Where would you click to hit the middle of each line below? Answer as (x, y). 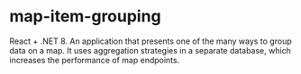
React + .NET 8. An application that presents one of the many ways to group (150, 41)
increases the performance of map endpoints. (95, 60)
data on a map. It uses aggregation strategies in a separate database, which (150, 50)
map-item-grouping (85, 16)
